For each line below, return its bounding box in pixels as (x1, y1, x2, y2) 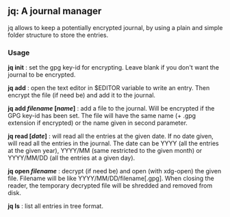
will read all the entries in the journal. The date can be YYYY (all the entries (8, 139, 219, 147)
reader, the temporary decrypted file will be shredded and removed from (8, 182, 213, 190)
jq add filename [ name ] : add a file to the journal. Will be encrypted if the (8, 104, 215, 113)
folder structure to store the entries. (8, 31, 109, 39)
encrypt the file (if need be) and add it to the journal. (8, 91, 156, 100)
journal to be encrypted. (8, 71, 76, 79)
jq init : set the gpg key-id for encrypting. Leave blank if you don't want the (8, 63, 220, 72)
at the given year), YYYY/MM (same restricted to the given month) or (8, 147, 203, 155)
